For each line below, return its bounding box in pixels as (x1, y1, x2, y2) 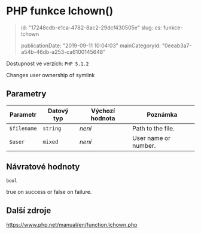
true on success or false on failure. (6, 188, 92, 195)
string (42, 124, 62, 132)
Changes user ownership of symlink (6, 71, 95, 78)
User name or (132, 133, 170, 142)
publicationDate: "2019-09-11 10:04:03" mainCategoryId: (20, 42, 161, 49)
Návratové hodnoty (6, 162, 80, 172)
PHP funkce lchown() (6, 4, 114, 18)
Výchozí (90, 107, 115, 115)
